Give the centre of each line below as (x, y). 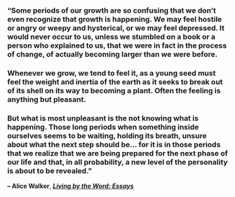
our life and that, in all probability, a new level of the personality (117, 162)
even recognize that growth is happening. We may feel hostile (115, 19)
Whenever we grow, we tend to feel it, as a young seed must (112, 73)
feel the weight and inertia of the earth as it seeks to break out (115, 81)
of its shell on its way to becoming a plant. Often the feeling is (114, 90)
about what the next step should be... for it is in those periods (114, 144)
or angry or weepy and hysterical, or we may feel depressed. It (116, 28)
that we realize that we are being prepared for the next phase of (117, 153)
